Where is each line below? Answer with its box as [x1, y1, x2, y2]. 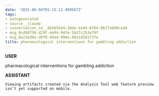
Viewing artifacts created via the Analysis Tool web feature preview [5, 82, 154, 87]
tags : [5, 12, 16, 17]
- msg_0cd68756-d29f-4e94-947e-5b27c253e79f [5, 30, 99, 35]
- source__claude [5, 21, 41, 26]
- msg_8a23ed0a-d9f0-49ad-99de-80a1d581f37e [5, 35, 99, 40]
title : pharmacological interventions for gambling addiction [5, 40, 136, 45]
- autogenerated [5, 16, 39, 21]
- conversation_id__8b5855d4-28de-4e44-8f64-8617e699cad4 [5, 26, 127, 31]
